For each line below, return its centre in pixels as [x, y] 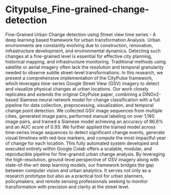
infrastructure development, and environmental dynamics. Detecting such [83, 51]
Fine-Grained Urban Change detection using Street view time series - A [81, 34]
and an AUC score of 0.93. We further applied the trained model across [81, 127]
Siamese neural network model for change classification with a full [90, 100]
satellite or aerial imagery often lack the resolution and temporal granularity [84, 67]
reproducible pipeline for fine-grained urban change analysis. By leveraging [85, 154]
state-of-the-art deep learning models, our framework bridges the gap [80, 165]
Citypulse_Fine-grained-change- [77, 9]
